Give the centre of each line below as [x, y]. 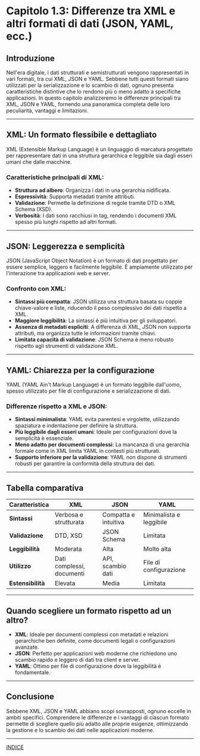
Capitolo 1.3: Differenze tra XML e [91, 11]
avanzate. [27, 647]
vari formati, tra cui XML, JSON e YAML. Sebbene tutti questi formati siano [97, 79]
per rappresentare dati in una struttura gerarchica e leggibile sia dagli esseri [99, 155]
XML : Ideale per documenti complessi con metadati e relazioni [91, 634]
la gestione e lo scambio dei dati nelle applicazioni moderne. [80, 730]
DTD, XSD [68, 536]
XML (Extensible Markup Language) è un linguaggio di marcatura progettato [100, 149]
